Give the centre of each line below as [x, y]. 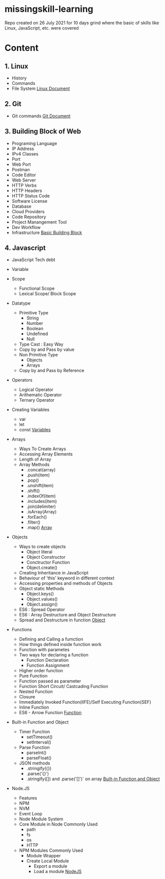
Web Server [24, 180]
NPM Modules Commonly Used [51, 850]
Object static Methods [42, 589]
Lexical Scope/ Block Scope [48, 294]
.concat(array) [41, 470]
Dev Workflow [26, 227]
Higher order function [41, 671]
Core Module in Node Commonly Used [58, 824]
